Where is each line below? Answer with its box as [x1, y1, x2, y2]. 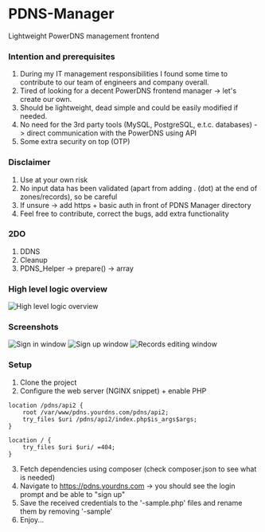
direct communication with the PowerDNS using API [26, 128, 197, 138]
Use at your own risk [19, 174, 88, 184]
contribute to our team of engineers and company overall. [19, 77, 209, 88]
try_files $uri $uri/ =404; [22, 443, 115, 451]
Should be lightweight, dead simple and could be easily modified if [19, 103, 239, 112]
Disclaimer [8, 157, 51, 168]
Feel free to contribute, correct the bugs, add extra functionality [19, 209, 229, 218]
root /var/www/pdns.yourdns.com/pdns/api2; [22, 408, 170, 417]
